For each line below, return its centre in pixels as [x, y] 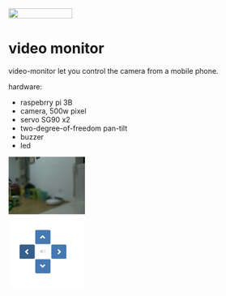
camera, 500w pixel [53, 111]
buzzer [32, 136]
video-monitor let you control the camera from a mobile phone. [113, 71]
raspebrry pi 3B [46, 102]
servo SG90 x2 [45, 119]
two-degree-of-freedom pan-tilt [74, 128]
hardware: [26, 86]
